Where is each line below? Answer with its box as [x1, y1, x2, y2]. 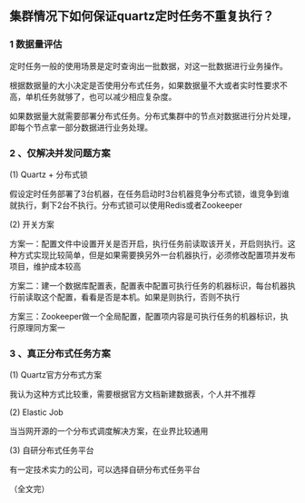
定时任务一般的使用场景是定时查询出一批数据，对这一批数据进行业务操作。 [9, 60, 288, 71]
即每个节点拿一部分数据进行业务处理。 [9, 122, 152, 133]
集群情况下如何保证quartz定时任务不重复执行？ [9, 8, 275, 25]
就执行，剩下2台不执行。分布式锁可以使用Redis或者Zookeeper [9, 199, 243, 211]
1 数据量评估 [9, 38, 63, 51]
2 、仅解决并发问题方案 [9, 146, 111, 159]
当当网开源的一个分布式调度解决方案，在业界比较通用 [9, 426, 209, 437]
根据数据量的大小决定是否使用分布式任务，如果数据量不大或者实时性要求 [9, 80, 280, 91]
